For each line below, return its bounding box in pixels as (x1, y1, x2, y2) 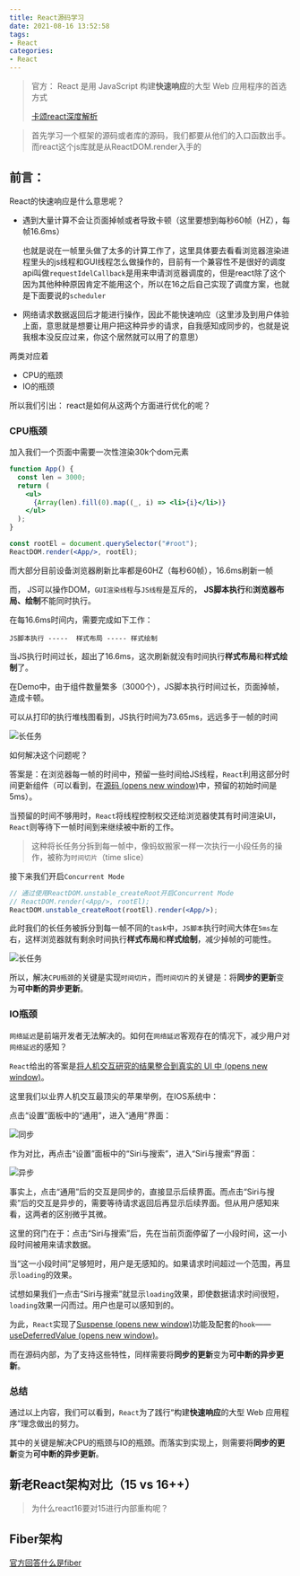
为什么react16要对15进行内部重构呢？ (30, 1502, 168, 1513)
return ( (17, 481, 50, 490)
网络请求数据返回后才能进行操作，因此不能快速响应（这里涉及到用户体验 (21, 309, 289, 320)
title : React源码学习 (9, 13, 85, 22)
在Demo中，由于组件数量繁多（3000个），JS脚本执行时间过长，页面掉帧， (9, 681, 285, 691)
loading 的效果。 (17, 1269, 78, 1280)
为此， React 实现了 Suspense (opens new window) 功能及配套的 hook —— (9, 1318, 271, 1329)
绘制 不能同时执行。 (24, 594, 96, 606)
